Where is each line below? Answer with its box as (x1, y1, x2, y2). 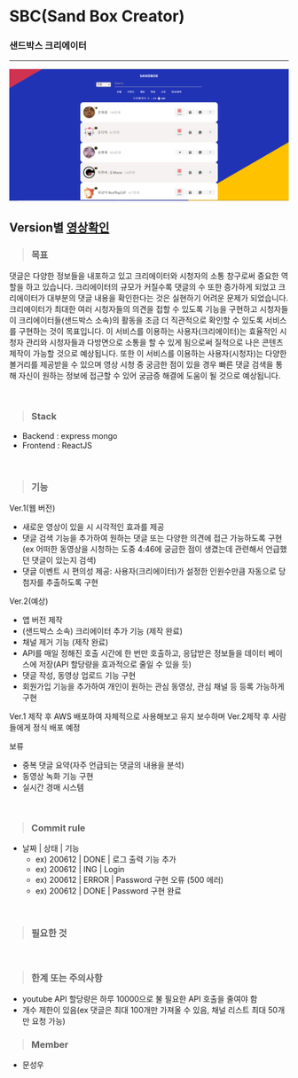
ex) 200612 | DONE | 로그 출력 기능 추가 (35, 854, 176, 865)
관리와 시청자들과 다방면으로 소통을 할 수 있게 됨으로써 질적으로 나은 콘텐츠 (25, 337, 284, 348)
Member (30, 1038, 69, 1051)
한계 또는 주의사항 (30, 972, 103, 984)
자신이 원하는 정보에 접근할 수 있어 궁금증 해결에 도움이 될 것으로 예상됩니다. (18, 371, 281, 381)
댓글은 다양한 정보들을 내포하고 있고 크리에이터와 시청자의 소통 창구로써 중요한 (9, 270, 279, 281)
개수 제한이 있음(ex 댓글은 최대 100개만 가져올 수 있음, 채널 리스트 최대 (21, 1004, 266, 1015)
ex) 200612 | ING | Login (35, 864, 125, 875)
